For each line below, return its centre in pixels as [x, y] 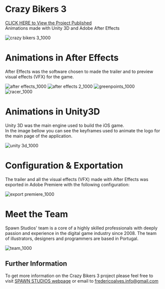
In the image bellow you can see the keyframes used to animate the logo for [83, 130]
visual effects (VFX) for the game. [40, 77]
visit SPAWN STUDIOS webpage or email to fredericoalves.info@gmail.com [82, 281]
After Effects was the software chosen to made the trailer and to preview [79, 71]
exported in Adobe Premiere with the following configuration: [67, 184]
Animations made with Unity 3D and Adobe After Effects [62, 28]
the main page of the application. [39, 136]
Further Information [36, 264]
